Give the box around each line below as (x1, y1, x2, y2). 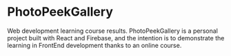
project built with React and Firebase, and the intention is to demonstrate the (7, 33, 225, 42)
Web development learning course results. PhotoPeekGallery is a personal (7, 27, 219, 35)
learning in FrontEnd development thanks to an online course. (7, 41, 182, 49)
